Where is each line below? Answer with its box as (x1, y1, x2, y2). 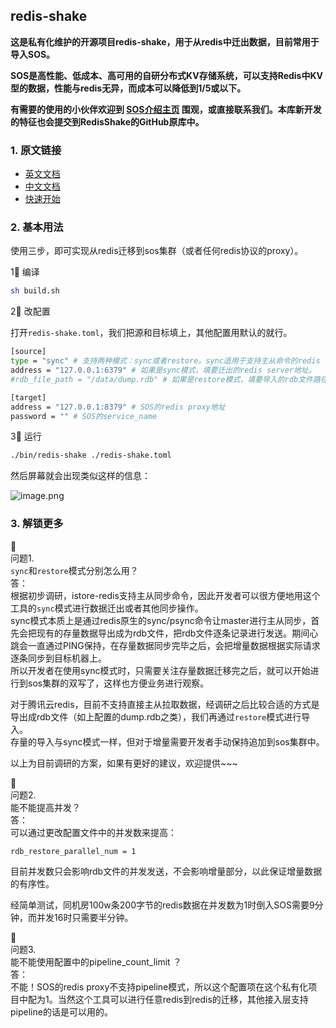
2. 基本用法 (10, 220, 64, 234)
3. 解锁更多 (10, 517, 64, 531)
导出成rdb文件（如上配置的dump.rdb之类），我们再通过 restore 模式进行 (10, 710, 302, 723)
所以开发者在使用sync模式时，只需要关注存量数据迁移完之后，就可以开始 (10, 664, 311, 676)
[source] (10, 347, 47, 357)
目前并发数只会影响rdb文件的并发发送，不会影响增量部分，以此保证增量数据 (10, 865, 323, 877)
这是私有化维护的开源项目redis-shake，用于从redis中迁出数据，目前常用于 (10, 35, 320, 48)
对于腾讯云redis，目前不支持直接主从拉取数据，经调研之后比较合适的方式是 (10, 698, 320, 710)
